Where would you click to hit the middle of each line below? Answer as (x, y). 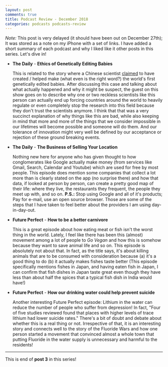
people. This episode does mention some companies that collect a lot (84, 173)
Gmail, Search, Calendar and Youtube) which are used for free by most (85, 167)
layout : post (19, 10)
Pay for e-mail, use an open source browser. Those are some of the (82, 200)
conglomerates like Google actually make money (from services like (82, 162)
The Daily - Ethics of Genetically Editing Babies (62, 64)
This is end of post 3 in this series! (41, 359)
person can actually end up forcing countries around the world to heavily (87, 100)
